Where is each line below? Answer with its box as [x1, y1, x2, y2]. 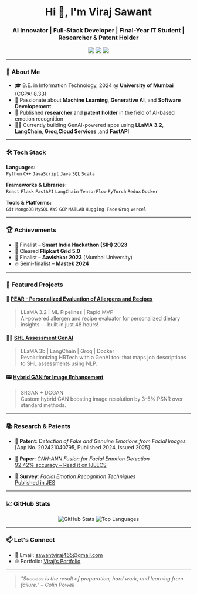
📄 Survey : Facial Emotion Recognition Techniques [14, 473, 136, 480]
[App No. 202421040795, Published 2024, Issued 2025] [14, 444, 151, 451]
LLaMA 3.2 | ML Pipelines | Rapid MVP [20, 308, 114, 315]
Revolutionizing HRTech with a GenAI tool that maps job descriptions [20, 353, 186, 361]
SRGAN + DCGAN [20, 389, 63, 396]
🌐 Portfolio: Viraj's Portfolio [14, 558, 81, 565]
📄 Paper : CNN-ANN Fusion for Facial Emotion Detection [14, 455, 150, 462]
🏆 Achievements [6, 226, 57, 234]
